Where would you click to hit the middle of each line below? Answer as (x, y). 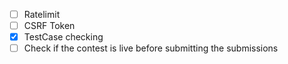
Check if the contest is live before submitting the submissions (151, 48)
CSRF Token (49, 26)
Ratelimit (42, 14)
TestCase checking (63, 37)
